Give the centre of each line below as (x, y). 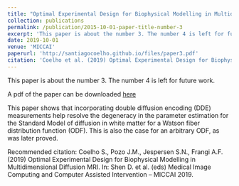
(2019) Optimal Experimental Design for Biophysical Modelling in (101, 159)
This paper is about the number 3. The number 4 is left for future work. (111, 80)
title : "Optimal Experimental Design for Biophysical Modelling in (110, 14)
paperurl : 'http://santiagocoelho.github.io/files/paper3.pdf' (103, 54)
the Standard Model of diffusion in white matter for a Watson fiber (104, 123)
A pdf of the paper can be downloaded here (72, 94)
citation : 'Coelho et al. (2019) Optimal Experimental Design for (108, 60)
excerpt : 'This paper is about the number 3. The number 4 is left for (116, 34)
